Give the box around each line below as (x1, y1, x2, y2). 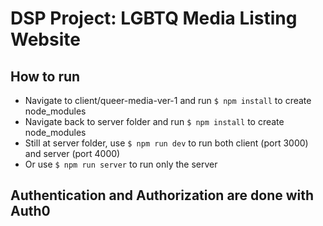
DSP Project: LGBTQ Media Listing (10, 7, 298, 30)
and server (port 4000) (24, 148, 121, 159)
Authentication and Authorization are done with (10, 187, 315, 204)
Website (10, 28, 81, 51)
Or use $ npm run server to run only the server (24, 158, 218, 170)
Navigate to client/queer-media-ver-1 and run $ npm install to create (24, 95, 312, 106)
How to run (10, 68, 81, 85)
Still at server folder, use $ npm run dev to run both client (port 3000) (24, 137, 309, 149)
